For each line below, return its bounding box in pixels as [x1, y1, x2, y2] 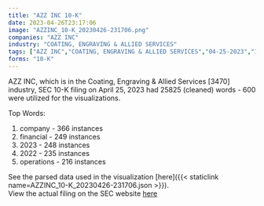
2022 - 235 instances [19, 148, 90, 157]
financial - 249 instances [19, 132, 101, 141]
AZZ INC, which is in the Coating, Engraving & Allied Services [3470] [8, 76, 230, 86]
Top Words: [8, 108, 46, 117]
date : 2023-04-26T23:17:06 [8, 19, 97, 27]
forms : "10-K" [8, 56, 55, 63]
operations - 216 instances [19, 157, 106, 166]
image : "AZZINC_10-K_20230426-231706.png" [8, 26, 149, 34]
